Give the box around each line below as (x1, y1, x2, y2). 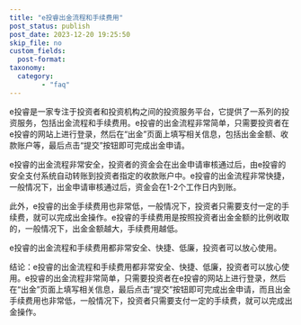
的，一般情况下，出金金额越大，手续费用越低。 (9, 222, 182, 234)
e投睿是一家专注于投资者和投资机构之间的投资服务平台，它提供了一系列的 (9, 105, 282, 117)
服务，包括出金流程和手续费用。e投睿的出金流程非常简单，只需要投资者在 (16, 117, 290, 128)
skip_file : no (9, 38, 63, 48)
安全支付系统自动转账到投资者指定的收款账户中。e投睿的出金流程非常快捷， (9, 170, 290, 181)
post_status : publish (9, 22, 91, 31)
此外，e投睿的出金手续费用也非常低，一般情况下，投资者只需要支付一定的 (9, 200, 282, 212)
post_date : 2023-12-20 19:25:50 (9, 30, 130, 39)
